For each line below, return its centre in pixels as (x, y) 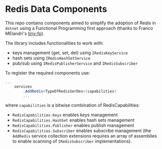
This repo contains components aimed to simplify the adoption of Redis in (81, 23)
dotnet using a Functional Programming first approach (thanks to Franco (79, 28)
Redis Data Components (56, 9)
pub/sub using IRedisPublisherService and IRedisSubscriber (75, 63)
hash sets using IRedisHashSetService (51, 58)
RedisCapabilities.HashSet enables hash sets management (73, 120)
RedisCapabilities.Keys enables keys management (65, 115)
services (23, 86)
